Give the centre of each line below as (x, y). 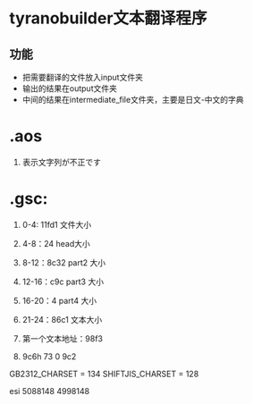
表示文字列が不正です (61, 162)
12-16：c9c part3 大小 (63, 282)
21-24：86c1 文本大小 (62, 319)
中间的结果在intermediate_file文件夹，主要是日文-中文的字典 (133, 100)
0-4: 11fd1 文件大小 (57, 224)
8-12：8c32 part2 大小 (64, 262)
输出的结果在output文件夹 (70, 88)
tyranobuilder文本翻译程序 (108, 18)
